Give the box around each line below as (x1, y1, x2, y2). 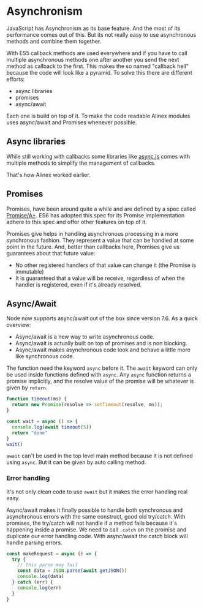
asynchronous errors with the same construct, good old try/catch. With (6, 512, 186, 520)
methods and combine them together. (6, 37, 102, 45)
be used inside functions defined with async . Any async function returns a (6, 371, 192, 378)
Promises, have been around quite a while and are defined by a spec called (6, 205, 196, 212)
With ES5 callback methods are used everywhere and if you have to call (6, 49, 188, 56)
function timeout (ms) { (6, 396, 67, 402)
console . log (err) (17, 585, 62, 591)
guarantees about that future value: (6, 249, 96, 257)
